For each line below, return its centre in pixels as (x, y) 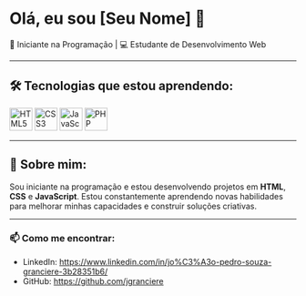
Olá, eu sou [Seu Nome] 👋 (107, 19)
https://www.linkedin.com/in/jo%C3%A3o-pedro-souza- (165, 261)
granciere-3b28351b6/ (65, 271)
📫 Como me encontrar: (62, 239)
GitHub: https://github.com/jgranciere (93, 281)
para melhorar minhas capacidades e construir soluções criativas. (133, 206)
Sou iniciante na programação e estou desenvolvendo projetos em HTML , (148, 187)
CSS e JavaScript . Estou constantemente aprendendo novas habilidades (147, 196)
